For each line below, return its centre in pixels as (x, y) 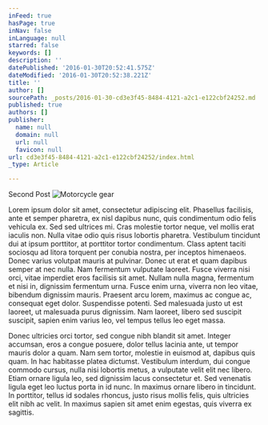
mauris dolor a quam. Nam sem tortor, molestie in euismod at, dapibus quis (132, 353)
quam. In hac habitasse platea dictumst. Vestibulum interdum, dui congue (129, 362)
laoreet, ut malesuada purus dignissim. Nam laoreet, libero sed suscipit (125, 312)
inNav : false (30, 30)
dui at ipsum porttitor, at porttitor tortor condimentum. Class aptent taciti (127, 244)
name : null (34, 127)
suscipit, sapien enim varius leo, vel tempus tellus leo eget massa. (117, 320)
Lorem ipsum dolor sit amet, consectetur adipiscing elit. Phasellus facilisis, (131, 210)
